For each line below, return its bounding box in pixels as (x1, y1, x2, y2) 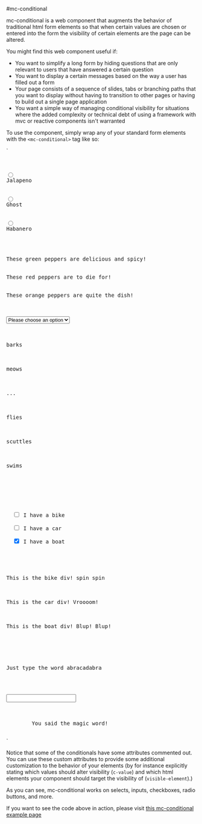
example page (6, 811, 42, 818)
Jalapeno (6, 177, 32, 184)
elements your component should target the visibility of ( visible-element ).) (6, 775, 193, 782)
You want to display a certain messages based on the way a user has (14, 73, 187, 79)
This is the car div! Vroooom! (6, 599, 99, 605)
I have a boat (23, 538, 65, 545)
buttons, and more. (6, 793, 54, 800)
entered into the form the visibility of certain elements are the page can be (6, 30, 191, 37)
